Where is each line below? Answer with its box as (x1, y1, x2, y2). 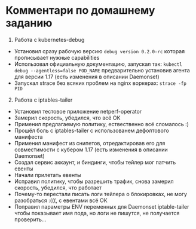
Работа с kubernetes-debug (14, 36, 85, 43)
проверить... (14, 216, 47, 223)
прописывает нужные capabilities (14, 54, 100, 61)
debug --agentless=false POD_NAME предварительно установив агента (14, 66, 191, 74)
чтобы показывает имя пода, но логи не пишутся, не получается (14, 209, 180, 216)
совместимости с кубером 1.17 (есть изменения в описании (14, 146, 168, 153)
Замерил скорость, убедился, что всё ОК (14, 114, 121, 121)
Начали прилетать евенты (14, 171, 81, 178)
